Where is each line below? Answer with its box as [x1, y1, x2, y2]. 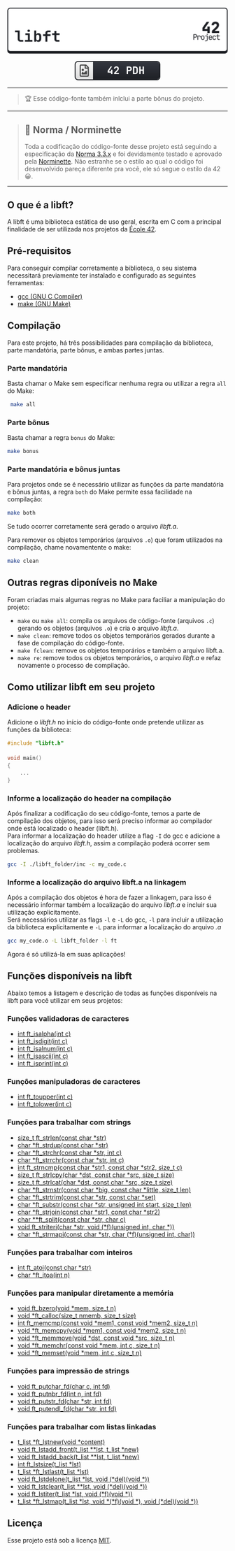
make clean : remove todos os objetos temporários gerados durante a [17, 631, 215, 640]
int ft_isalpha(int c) [17, 1029, 71, 1038]
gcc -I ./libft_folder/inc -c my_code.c [7, 861, 127, 868]
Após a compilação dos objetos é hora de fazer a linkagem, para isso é [7, 893, 212, 902]
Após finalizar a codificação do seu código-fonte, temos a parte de [7, 809, 201, 818]
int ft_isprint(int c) [17, 1059, 69, 1068]
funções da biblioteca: [7, 725, 72, 734]
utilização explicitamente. [7, 908, 81, 917]
